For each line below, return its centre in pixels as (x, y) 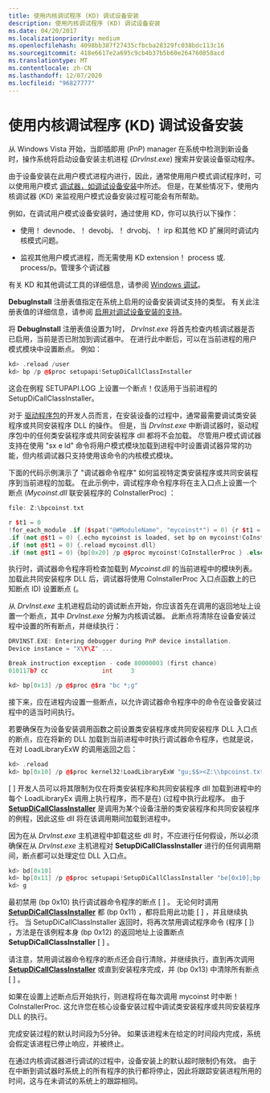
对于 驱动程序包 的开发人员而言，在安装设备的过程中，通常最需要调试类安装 (133, 416)
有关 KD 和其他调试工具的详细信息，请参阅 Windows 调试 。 (106, 285)
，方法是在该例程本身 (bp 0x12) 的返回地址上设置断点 (96, 932)
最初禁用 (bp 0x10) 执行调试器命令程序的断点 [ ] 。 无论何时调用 (114, 902)
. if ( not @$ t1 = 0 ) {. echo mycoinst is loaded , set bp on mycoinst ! (125, 537)
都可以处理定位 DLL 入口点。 (83, 855)
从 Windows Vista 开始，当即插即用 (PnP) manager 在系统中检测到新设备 (129, 149)
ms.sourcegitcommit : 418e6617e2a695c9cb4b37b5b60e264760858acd (117, 53)
